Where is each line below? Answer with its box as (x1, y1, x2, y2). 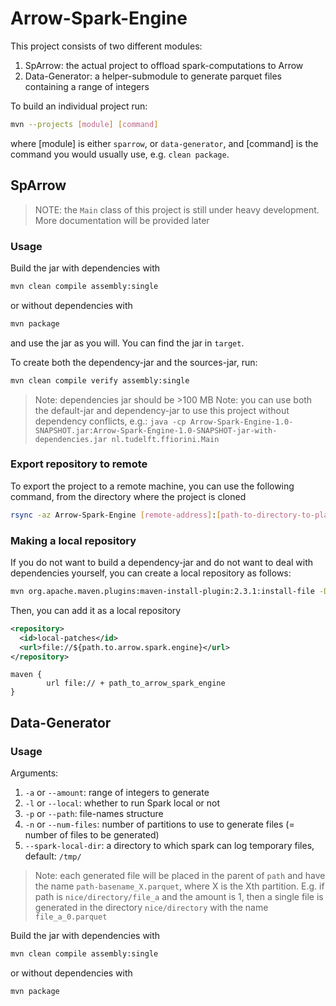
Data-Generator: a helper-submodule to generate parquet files (24, 70, 283, 82)
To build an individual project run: (10, 100, 148, 112)
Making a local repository (10, 533, 137, 547)
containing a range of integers (24, 80, 150, 92)
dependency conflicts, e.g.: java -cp (34, 415, 187, 427)
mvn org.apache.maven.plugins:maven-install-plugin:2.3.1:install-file (10, 587, 315, 597)
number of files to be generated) (24, 829, 160, 841)
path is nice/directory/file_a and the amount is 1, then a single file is (34, 891, 324, 903)
